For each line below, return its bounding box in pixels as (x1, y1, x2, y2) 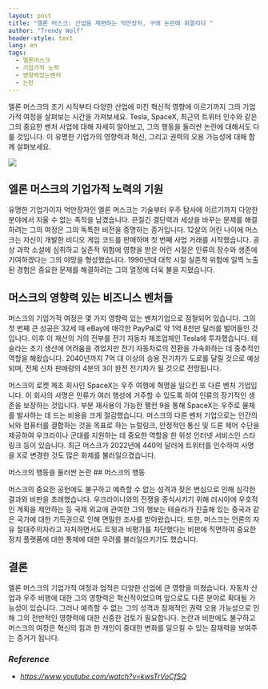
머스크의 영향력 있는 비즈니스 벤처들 (8, 290, 174, 304)
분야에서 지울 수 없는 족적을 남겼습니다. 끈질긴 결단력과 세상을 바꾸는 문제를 (8, 215, 243, 225)
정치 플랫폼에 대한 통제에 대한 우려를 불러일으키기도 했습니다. (8, 535, 198, 544)
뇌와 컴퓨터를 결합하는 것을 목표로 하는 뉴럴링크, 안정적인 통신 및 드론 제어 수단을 (8, 421, 260, 431)
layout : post (8, 11, 52, 20)
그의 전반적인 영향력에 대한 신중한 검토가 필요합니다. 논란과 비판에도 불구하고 (16, 613, 256, 623)
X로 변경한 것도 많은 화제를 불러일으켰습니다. (16, 451, 156, 460)
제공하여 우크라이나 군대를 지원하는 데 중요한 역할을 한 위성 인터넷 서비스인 (8, 431, 242, 440)
